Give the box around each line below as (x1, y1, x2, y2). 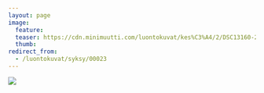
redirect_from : (8, 48, 58, 55)
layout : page (8, 11, 51, 20)
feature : (15, 26, 44, 34)
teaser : (15, 33, 41, 41)
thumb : (15, 41, 37, 48)
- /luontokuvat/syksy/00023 (15, 55, 108, 63)
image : (8, 19, 30, 27)
